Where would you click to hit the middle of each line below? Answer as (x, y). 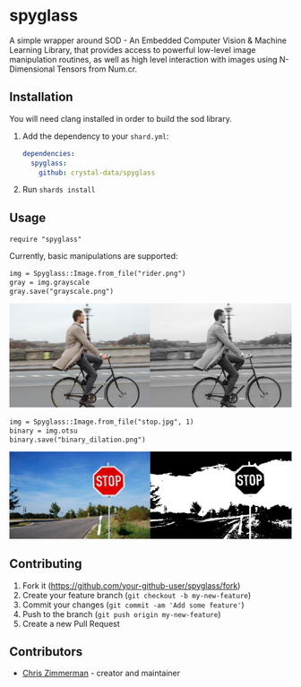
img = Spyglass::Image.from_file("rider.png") (98, 274)
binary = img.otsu (43, 431)
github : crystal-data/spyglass (97, 172)
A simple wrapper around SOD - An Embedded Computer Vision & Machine (148, 40)
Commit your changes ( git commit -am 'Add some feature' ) (133, 605)
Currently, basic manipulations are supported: (94, 256)
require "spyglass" (46, 240)
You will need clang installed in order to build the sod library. (121, 118)
